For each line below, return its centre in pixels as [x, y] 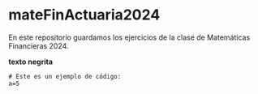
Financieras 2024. [39, 45]
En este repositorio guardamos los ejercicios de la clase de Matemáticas [129, 37]
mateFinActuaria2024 [84, 15]
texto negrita [31, 62]
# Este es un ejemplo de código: [65, 76]
